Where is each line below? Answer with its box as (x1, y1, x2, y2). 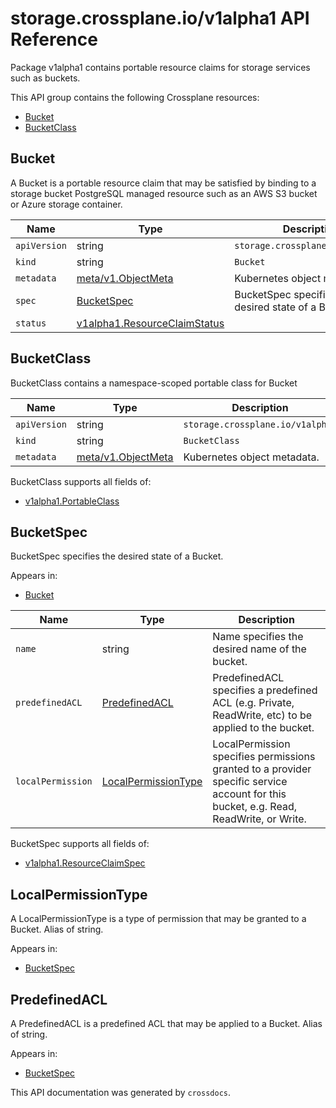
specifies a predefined (212, 683, 318, 697)
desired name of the (212, 642, 307, 656)
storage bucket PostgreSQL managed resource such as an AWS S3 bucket (10, 187, 318, 199)
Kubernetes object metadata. (183, 450, 320, 464)
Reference (10, 28, 98, 51)
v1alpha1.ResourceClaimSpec (24, 857, 146, 869)
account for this (212, 787, 287, 801)
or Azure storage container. (10, 198, 123, 210)
